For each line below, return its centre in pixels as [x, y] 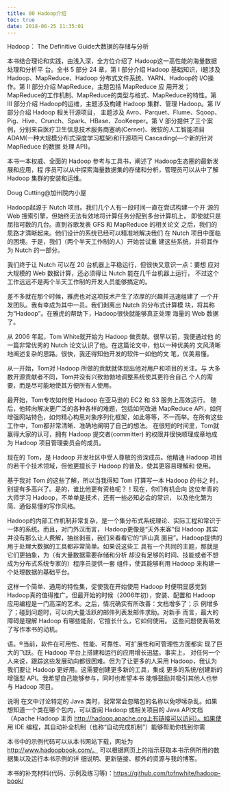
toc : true [21, 20]
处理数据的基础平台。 [43, 572]
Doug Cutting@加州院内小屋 [47, 193]
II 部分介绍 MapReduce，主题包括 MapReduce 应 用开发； [108, 87]
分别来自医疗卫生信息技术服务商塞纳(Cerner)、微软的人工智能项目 [112, 129]
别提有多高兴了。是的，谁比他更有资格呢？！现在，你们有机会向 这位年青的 [113, 489]
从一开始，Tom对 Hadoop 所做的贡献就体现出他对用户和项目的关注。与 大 [111, 368]
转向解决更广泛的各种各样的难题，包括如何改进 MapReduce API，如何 [124, 409]
